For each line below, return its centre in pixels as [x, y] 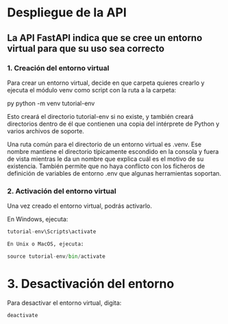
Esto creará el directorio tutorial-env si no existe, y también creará [100, 116]
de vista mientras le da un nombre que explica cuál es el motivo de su [105, 159]
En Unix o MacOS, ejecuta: [46, 244]
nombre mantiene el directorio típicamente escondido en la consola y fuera [113, 151]
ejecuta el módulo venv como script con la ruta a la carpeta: [92, 90]
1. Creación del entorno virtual [58, 68]
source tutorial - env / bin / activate [56, 256]
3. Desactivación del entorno [91, 283]
